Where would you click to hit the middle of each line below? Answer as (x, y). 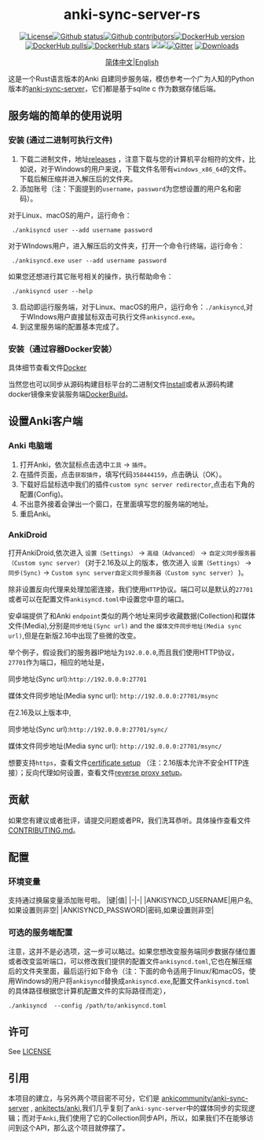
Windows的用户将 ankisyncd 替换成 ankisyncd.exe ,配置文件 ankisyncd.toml (132, 981)
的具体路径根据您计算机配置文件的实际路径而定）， (89, 990)
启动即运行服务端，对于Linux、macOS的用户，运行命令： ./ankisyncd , (132, 307)
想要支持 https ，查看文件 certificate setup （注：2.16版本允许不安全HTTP (125, 762)
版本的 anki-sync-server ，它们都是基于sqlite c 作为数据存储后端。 (114, 88)
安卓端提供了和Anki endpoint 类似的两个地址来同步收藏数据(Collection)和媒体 (132, 616)
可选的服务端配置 (40, 933)
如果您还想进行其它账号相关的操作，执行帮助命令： (91, 276)
